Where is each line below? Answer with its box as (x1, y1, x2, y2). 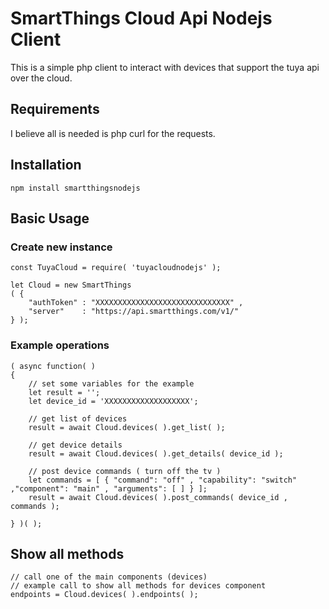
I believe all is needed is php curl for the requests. (10, 127, 216, 139)
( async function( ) (10, 361, 97, 371)
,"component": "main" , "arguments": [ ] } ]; (10, 483, 208, 494)
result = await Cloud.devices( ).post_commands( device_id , (28, 492, 288, 502)
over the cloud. (10, 72, 73, 84)
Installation (10, 157, 82, 174)
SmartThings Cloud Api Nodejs (10, 7, 273, 30)
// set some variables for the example (28, 378, 195, 389)
